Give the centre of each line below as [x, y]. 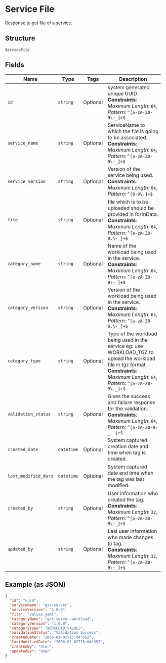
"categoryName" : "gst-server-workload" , [52, 619]
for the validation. [128, 408]
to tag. [115, 543]
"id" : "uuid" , [24, 601]
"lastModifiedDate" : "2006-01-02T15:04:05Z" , [57, 642]
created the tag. [126, 500]
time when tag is [126, 453]
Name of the [122, 246]
